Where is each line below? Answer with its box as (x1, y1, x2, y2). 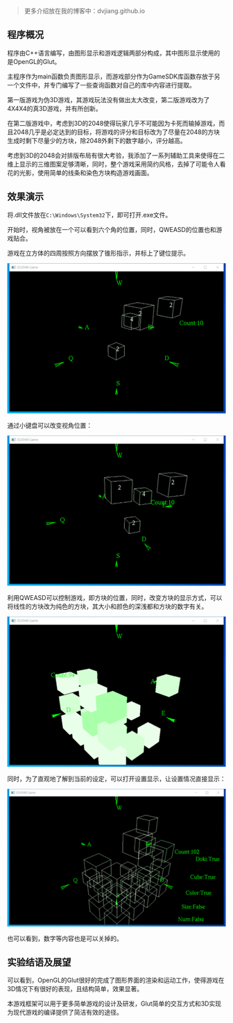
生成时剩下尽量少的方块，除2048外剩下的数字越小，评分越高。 (7, 136, 187, 144)
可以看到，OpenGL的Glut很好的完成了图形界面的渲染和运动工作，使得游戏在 (7, 976, 225, 985)
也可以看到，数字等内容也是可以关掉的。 (7, 934, 123, 942)
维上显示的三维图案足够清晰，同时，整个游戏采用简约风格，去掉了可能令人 (7, 160, 220, 168)
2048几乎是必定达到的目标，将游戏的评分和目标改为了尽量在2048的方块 (12, 128, 221, 136)
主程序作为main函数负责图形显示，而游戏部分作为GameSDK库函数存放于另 (7, 72, 221, 81)
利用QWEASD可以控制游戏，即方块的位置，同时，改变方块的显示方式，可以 (7, 593, 223, 601)
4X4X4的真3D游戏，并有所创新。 (7, 104, 102, 113)
